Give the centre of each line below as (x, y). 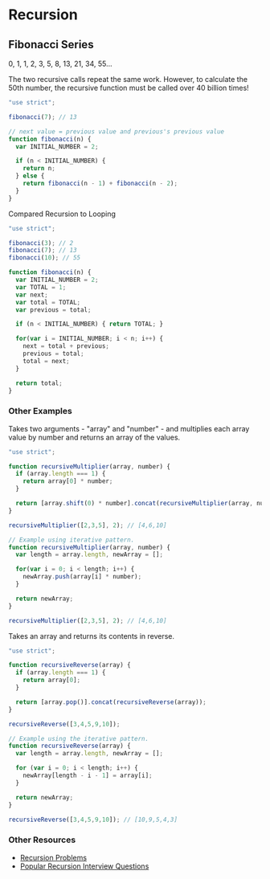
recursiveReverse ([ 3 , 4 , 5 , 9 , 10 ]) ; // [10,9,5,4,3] (93, 820)
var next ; (32, 295)
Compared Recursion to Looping (62, 214)
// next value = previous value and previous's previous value (117, 131)
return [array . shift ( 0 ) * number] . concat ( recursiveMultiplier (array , (134, 504)
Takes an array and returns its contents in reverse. (92, 636)
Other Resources (42, 840)
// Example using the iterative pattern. (79, 738)
